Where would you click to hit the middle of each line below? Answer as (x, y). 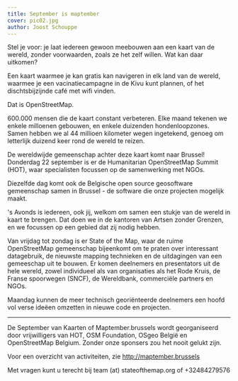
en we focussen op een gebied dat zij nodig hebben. (84, 227)
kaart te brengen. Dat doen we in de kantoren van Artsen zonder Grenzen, (115, 220)
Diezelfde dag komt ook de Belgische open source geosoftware (100, 183)
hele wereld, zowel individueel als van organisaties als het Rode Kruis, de (114, 271)
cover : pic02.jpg (33, 21)
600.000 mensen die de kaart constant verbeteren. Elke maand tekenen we (118, 118)
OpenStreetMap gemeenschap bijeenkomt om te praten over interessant (113, 249)
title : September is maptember (53, 14)
